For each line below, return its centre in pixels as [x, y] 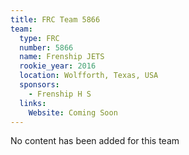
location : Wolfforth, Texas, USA [89, 76]
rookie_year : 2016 [58, 66]
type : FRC [39, 38]
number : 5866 [46, 47]
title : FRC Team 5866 [55, 19]
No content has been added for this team [95, 141]
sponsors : [39, 85]
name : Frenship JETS [62, 57]
